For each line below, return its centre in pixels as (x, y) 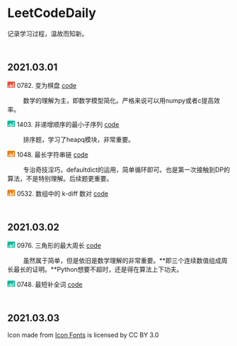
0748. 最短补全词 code (50, 284)
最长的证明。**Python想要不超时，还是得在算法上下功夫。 (98, 269)
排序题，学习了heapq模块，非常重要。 (79, 139)
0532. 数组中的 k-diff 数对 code (62, 194)
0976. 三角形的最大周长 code (59, 245)
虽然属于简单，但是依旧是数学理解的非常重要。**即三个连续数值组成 (122, 260)
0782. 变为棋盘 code (46, 85)
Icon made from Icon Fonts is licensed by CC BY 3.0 (83, 335)
